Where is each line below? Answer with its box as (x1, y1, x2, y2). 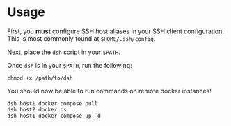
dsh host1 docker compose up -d (7, 112, 101, 119)
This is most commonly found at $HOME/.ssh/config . (7, 34, 156, 42)
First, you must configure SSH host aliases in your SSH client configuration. (7, 27, 225, 35)
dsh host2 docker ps (7, 106, 67, 113)
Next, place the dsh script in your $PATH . (7, 48, 120, 56)
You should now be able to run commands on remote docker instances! (7, 87, 212, 95)
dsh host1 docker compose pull (7, 100, 98, 107)
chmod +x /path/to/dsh (7, 74, 73, 82)
